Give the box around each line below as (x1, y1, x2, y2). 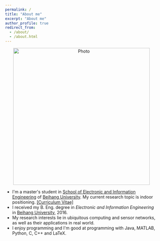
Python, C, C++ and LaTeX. (12, 230, 66, 236)
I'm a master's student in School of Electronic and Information (12, 188, 136, 195)
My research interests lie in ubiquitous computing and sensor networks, (12, 215, 156, 221)
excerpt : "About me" (5, 16, 47, 21)
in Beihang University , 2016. (12, 209, 68, 215)
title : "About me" (5, 12, 42, 17)
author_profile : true (5, 20, 49, 26)
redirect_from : (5, 25, 36, 30)
